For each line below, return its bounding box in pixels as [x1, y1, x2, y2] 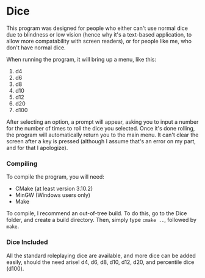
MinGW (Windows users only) [15, 191, 90, 199]
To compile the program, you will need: [6, 173, 105, 180]
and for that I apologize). [6, 144, 68, 151]
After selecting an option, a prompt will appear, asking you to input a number [6, 118, 199, 126]
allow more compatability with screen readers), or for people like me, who [6, 37, 192, 45]
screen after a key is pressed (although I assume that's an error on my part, [6, 137, 196, 144]
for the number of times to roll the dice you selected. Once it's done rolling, [6, 124, 195, 132]
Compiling [6, 159, 38, 168]
